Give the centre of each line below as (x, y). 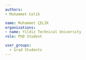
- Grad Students (26, 50)
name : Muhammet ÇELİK (27, 23)
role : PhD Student (24, 37)
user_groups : (18, 45)
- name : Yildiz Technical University (43, 32)
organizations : (20, 27)
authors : (14, 10)
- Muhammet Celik (23, 14)
